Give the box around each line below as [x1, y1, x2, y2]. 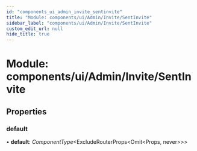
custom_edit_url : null [6, 25, 63, 32]
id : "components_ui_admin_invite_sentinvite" [6, 8, 122, 15]
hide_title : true [6, 31, 50, 37]
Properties [6, 106, 47, 117]
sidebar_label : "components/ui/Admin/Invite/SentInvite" [6, 20, 152, 26]
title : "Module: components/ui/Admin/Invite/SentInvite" [6, 14, 152, 20]
